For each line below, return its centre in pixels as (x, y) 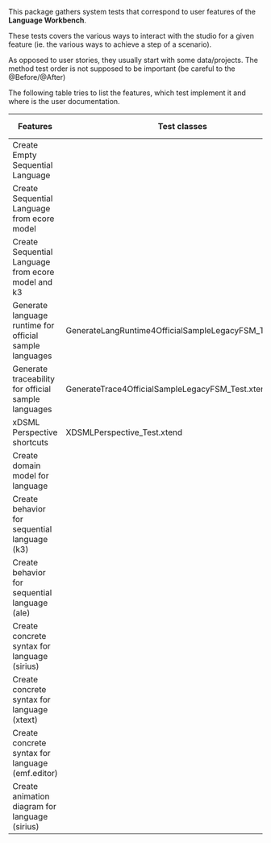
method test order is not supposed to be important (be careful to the (122, 69)
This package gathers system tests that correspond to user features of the (132, 12)
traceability (33, 379)
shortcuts (30, 442)
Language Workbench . (48, 20)
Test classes (183, 126)
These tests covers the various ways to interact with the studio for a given (131, 36)
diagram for (34, 806)
